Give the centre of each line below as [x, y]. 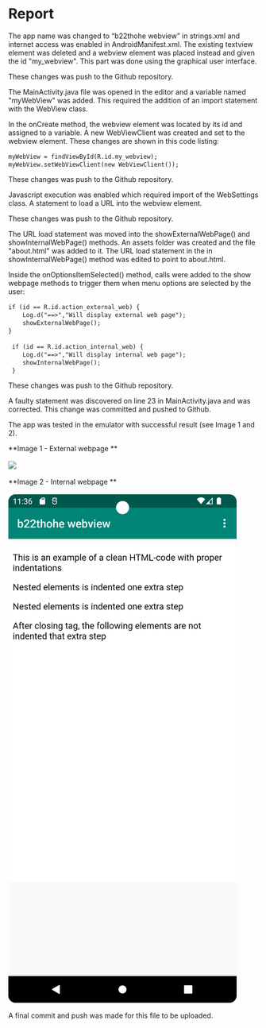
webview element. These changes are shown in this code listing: [114, 141]
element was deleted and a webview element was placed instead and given [132, 52]
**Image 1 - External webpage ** [63, 448]
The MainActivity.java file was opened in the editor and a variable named [127, 91]
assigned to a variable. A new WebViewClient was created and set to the [127, 133]
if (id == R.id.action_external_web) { [74, 307]
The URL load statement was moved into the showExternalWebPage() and [129, 234]
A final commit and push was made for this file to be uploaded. [111, 1015]
